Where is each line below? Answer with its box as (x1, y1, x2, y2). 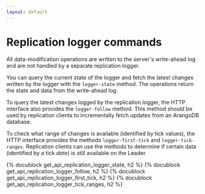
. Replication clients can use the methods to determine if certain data (22, 143, 197, 150)
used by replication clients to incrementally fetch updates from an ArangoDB (6, 111, 199, 119)
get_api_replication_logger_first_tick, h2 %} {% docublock (6, 174, 152, 181)
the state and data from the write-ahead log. (6, 87, 118, 94)
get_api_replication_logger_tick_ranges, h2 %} (6, 181, 123, 188)
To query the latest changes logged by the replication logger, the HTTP (6, 98, 185, 106)
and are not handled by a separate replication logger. (6, 62, 140, 69)
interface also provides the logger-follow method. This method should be (6, 105, 193, 112)
